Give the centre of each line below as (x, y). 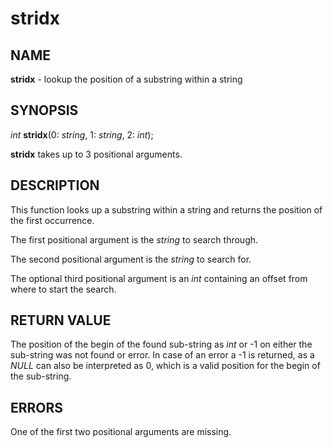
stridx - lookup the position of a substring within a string (126, 79)
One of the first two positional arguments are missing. (121, 432)
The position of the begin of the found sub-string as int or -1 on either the (161, 344)
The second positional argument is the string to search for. (131, 259)
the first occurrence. (52, 220)
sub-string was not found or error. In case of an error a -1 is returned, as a (162, 355)
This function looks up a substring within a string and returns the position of (166, 209)
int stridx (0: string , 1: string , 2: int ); (82, 134)
